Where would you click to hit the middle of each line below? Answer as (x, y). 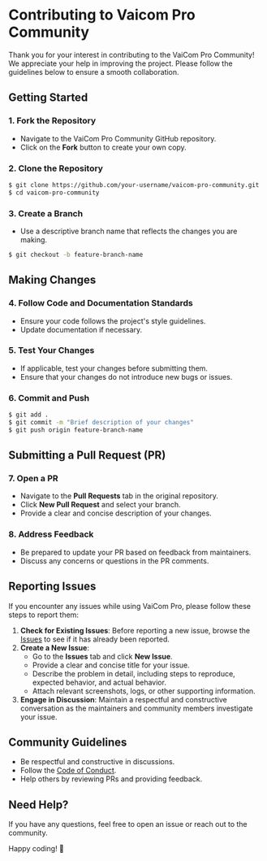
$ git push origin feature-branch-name (76, 430)
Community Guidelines (68, 742)
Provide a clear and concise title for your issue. (111, 665)
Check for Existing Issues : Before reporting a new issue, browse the (135, 630)
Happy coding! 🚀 (37, 849)
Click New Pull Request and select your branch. (100, 505)
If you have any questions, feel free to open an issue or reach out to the (128, 824)
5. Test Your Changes (52, 350)
